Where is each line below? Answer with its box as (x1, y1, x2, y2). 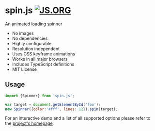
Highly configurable (12, 40, 52, 46)
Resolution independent (12, 46, 60, 51)
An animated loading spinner (5, 21, 62, 27)
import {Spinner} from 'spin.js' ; (5, 93, 75, 98)
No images (12, 30, 34, 36)
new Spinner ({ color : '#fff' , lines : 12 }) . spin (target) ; (5, 107, 118, 112)
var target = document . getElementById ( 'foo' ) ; (5, 102, 101, 107)
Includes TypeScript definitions (12, 61, 75, 67)
